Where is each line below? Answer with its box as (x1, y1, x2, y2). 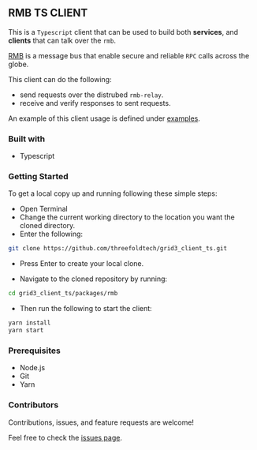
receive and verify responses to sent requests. (19, 98, 171, 107)
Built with (8, 133, 46, 144)
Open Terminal (19, 204, 69, 214)
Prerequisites (8, 345, 61, 356)
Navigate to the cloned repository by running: (19, 274, 168, 283)
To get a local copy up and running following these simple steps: (8, 189, 218, 198)
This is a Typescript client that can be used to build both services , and (8, 27, 239, 36)
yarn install (8, 319, 51, 327)
